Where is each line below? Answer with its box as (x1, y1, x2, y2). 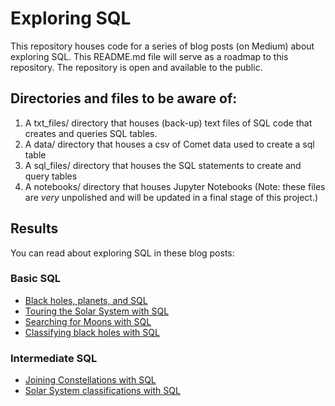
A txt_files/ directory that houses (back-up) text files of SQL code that (24, 117, 313, 129)
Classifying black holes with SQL (24, 326, 160, 338)
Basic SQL (10, 272, 62, 286)
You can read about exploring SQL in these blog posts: (10, 247, 235, 259)
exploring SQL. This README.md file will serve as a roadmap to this (10, 50, 289, 62)
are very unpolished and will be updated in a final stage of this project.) (24, 191, 319, 203)
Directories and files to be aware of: (10, 90, 238, 107)
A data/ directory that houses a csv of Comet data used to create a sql (24, 138, 315, 150)
